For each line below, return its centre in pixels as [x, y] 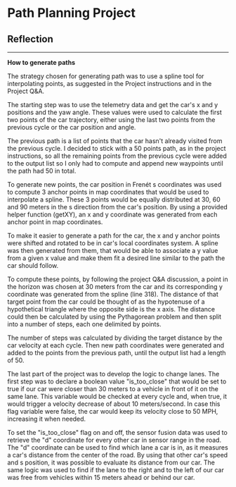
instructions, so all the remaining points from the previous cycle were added [117, 156]
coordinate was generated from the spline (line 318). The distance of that [113, 294]
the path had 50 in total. [42, 171]
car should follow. [33, 265]
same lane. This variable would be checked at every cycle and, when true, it [117, 396]
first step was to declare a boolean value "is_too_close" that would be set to [117, 381]
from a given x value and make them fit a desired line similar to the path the [116, 258]
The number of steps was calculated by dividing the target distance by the [115, 338]
